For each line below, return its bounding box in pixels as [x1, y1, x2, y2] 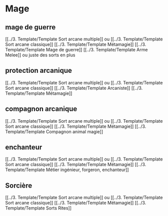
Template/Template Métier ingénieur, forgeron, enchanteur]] [5, 167, 129, 173]
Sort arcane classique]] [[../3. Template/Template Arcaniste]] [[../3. [5, 85, 143, 91]
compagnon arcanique [5, 105, 77, 113]
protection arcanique [5, 66, 72, 75]
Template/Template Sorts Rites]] [5, 205, 71, 211]
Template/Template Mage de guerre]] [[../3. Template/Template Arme [5, 47, 148, 52]
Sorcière [5, 181, 32, 190]
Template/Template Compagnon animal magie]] [5, 128, 103, 135]
